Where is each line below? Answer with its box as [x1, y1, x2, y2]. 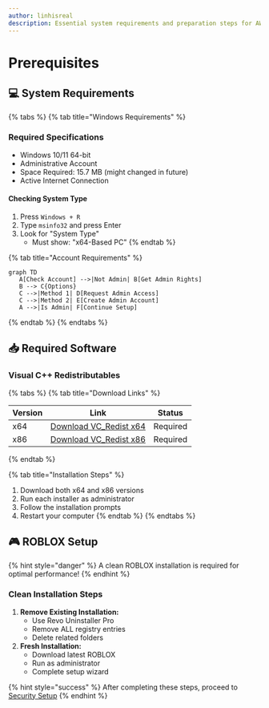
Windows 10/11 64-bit [19, 150, 91, 160]
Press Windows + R [19, 212, 81, 221]
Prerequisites [8, 54, 100, 72]
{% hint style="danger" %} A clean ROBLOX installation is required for [8, 560, 239, 570]
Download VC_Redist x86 [50, 434, 147, 445]
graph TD [8, 269, 38, 277]
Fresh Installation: [19, 641, 82, 650]
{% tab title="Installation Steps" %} [8, 470, 125, 479]
